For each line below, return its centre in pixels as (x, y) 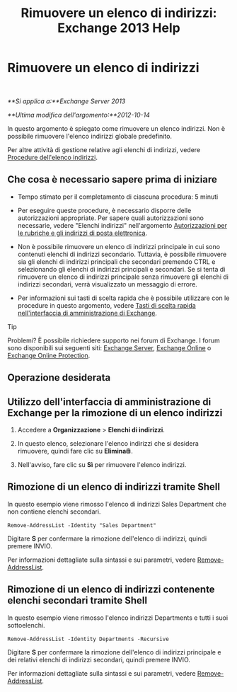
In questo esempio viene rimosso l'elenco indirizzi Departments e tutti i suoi (118, 618)
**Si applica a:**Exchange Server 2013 (67, 101)
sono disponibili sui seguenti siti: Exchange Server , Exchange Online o (109, 347)
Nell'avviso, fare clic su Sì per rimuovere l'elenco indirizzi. (102, 464)
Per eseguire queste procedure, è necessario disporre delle (104, 210)
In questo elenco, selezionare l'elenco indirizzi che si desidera (108, 443)
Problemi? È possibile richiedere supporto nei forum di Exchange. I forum (114, 340)
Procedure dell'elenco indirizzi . (52, 157)
